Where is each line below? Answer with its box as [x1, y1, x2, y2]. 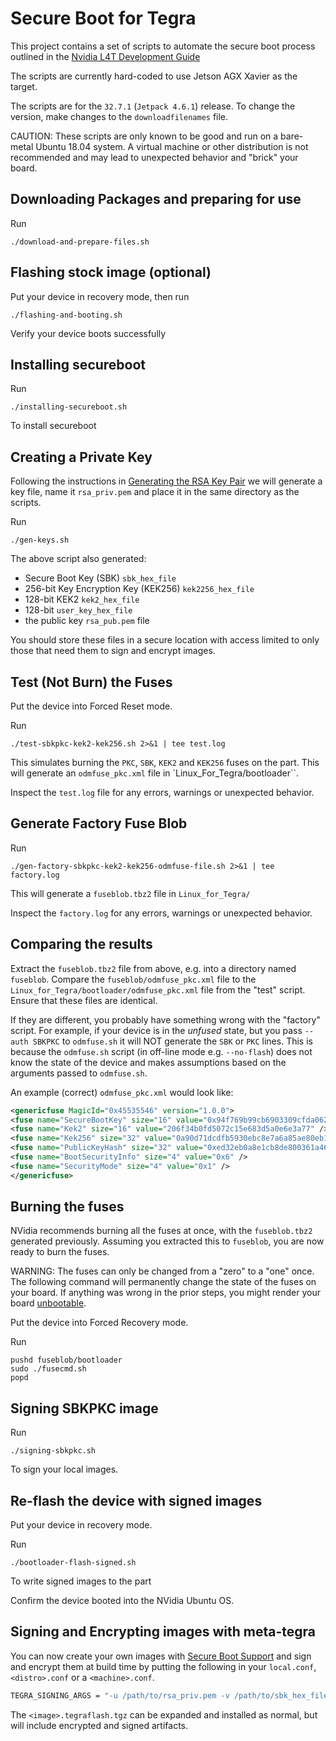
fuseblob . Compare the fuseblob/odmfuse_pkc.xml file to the [10, 973, 257, 985]
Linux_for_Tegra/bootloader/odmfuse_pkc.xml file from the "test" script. [10, 983, 306, 996]
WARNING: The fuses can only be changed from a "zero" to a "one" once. [10, 1265, 315, 1277]
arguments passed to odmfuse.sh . [10, 1067, 148, 1079]
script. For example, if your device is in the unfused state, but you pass [10, 1024, 303, 1036]
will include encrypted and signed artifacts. [10, 1719, 189, 1731]
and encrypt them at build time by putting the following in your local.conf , [10, 1660, 317, 1672]
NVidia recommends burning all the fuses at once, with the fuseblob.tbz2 [10, 1225, 313, 1237]
